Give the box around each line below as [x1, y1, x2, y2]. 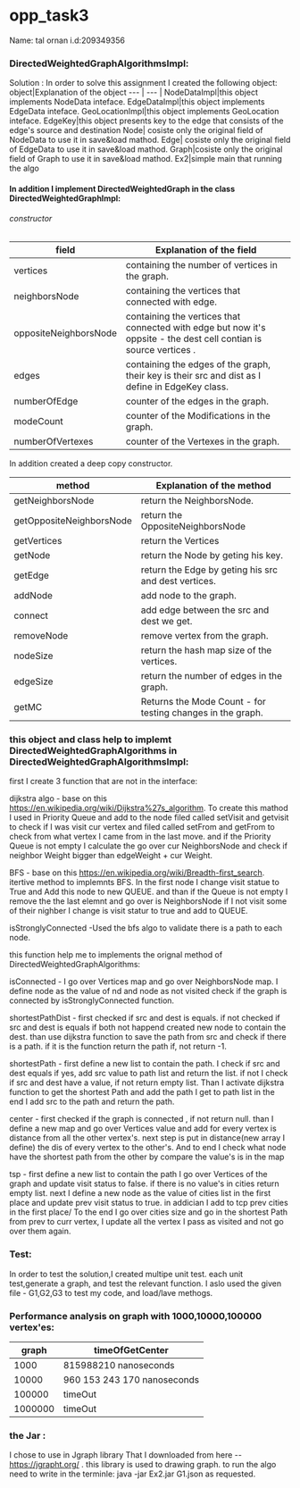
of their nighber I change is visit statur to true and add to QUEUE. [9, 906, 248, 916]
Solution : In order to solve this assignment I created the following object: [9, 78, 279, 88]
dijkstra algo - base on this [9, 793, 107, 804]
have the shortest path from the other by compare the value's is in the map [9, 1151, 285, 1162]
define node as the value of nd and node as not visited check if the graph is [9, 986, 287, 997]
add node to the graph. [140, 589, 237, 602]
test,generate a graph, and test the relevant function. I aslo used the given [9, 1278, 282, 1289]
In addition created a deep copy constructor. [9, 458, 173, 469]
